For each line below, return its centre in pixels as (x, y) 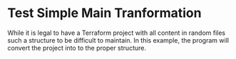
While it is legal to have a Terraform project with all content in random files (117, 33)
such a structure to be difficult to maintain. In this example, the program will (118, 40)
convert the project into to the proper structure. (77, 48)
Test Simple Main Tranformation (104, 13)
